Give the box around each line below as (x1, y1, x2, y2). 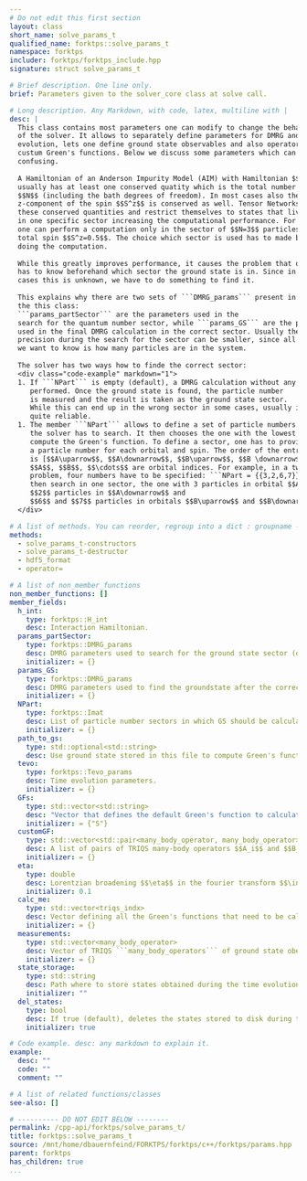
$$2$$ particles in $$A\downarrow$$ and (29, 488, 185, 498)
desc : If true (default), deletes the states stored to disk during (26, 1014, 292, 1024)
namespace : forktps (9, 48, 84, 57)
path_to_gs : (17, 733, 64, 743)
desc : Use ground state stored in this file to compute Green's (26, 750, 276, 760)
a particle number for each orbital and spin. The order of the (29, 445, 281, 455)
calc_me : (17, 895, 51, 905)
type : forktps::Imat (26, 708, 104, 718)
